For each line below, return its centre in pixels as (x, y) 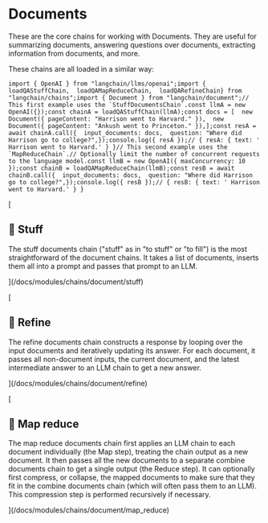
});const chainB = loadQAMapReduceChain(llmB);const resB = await (122, 168)
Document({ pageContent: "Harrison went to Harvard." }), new (116, 119)
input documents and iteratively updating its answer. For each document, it (132, 350)
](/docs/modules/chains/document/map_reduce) (89, 510)
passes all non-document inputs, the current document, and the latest (124, 359)
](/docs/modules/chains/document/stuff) (76, 282)
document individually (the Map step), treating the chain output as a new (128, 452)
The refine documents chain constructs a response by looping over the (126, 342)
